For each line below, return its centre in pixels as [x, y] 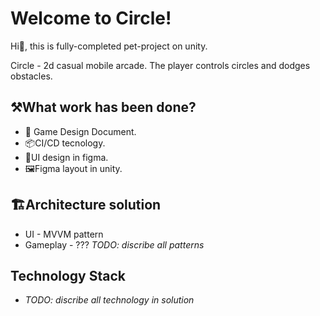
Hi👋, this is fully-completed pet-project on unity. [109, 46]
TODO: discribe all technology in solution [109, 300]
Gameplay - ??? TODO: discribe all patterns [114, 244]
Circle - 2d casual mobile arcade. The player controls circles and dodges [160, 65]
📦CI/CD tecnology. [65, 143]
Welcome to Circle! [91, 18]
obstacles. [31, 76]
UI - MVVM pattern [64, 234]
